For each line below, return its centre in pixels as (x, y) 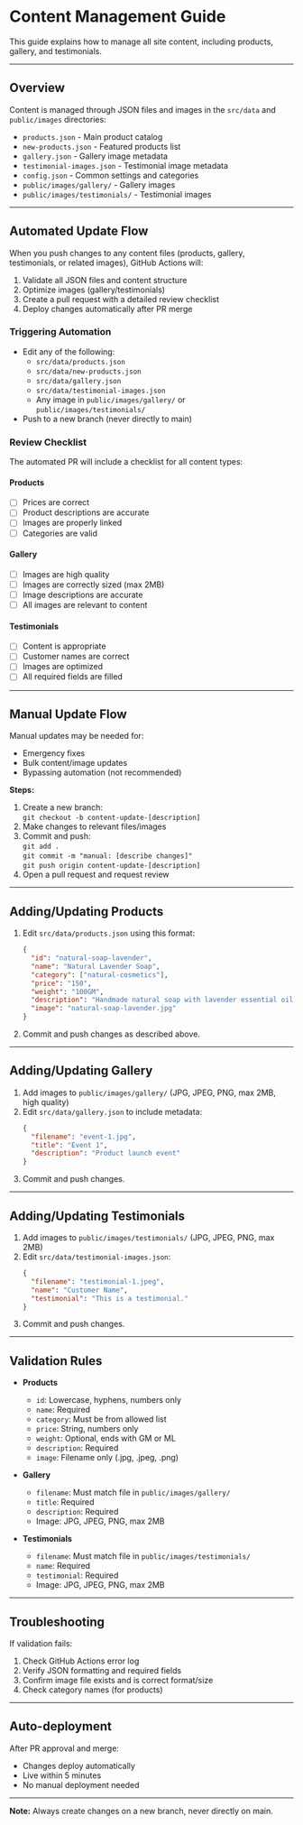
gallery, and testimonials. (55, 51)
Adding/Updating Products (87, 912)
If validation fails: (41, 1644)
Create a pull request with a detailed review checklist (120, 299)
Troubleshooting (57, 1622)
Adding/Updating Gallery (81, 1071)
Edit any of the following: (69, 351)
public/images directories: (58, 119)
